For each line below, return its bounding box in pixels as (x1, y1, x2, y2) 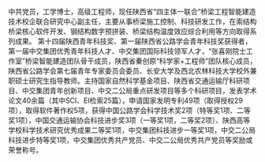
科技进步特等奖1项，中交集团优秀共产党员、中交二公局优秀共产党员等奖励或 (8, 135, 253, 145)
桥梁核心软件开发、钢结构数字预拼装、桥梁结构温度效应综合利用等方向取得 (8, 27, 250, 36)
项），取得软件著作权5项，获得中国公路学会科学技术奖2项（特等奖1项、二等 (8, 106, 251, 115)
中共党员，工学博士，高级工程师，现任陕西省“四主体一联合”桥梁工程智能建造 (8, 7, 256, 16)
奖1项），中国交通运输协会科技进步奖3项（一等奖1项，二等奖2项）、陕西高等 (8, 115, 251, 125)
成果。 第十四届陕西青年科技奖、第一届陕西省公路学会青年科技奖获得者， (14, 36, 252, 46)
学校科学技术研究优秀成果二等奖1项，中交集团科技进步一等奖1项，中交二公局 (8, 126, 256, 134)
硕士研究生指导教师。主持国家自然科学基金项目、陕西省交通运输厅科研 (14, 76, 243, 85)
